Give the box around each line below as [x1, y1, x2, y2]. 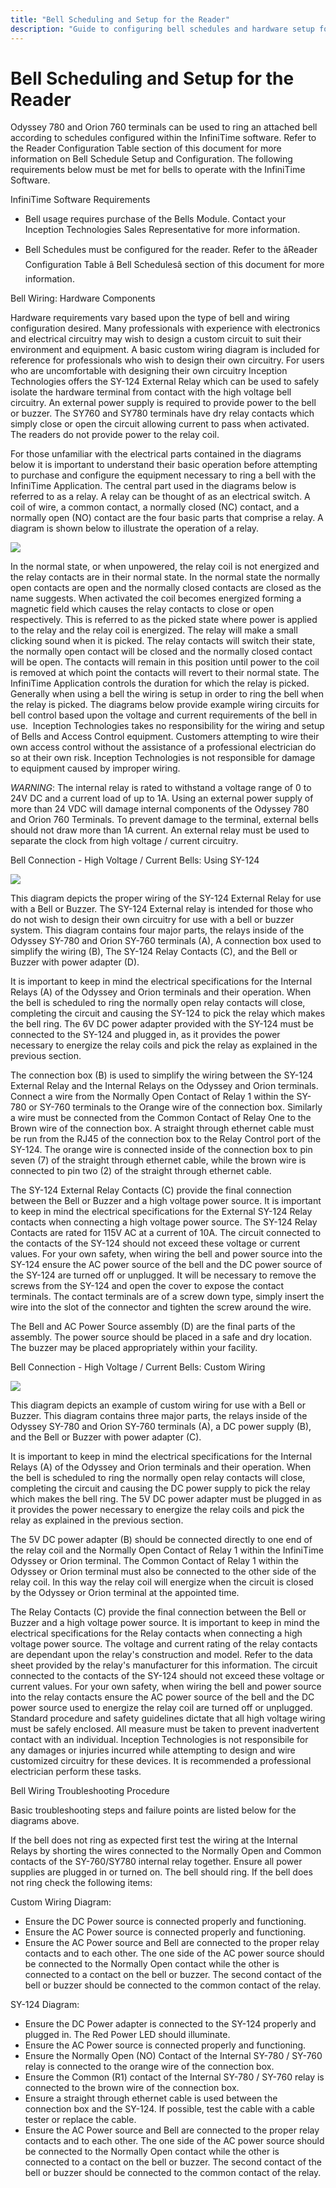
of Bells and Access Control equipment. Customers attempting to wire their [10, 731, 320, 743]
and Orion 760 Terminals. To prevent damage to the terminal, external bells [10, 814, 319, 826]
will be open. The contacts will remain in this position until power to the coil [10, 656, 320, 668]
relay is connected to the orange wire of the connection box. [24, 2061, 275, 2073]
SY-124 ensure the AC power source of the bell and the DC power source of [10, 1259, 323, 1271]
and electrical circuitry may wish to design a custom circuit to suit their [10, 333, 302, 345]
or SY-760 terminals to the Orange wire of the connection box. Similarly [28, 1101, 323, 1113]
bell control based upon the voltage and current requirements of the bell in [10, 709, 318, 721]
